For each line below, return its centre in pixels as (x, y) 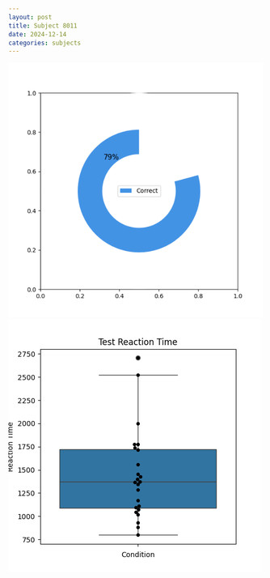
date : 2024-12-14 (38, 34)
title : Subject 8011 (43, 25)
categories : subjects (45, 43)
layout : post (30, 17)
